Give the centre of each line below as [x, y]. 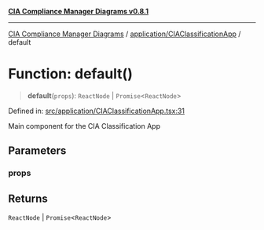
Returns [28, 198]
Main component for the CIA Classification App [84, 126]
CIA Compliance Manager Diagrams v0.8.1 [79, 11]
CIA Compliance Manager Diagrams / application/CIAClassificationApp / [125, 34]
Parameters [37, 151]
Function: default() [71, 74]
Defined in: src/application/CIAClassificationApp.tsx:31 [97, 111]
